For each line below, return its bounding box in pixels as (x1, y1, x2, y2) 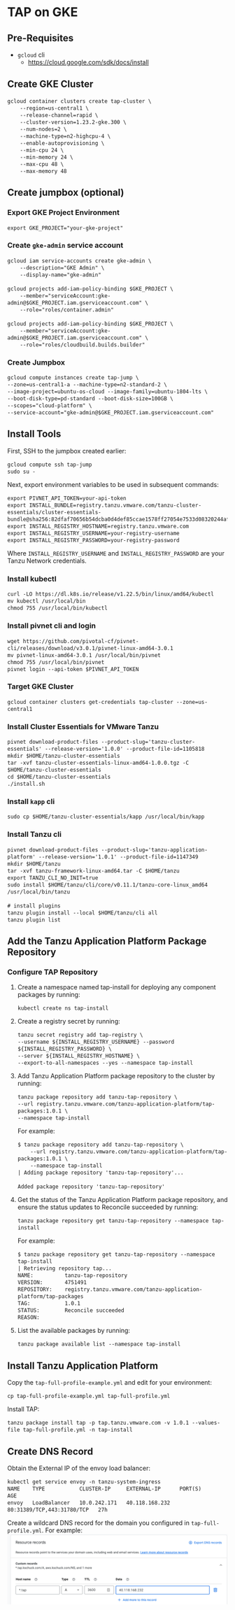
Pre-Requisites (7, 32, 74, 44)
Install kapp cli (7, 797, 55, 807)
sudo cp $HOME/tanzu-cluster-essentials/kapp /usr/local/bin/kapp (7, 813, 205, 821)
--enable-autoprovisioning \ (20, 139, 105, 147)
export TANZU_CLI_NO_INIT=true (7, 874, 99, 882)
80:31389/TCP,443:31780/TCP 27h (7, 1506, 108, 1513)
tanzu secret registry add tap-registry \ (17, 1031, 143, 1039)
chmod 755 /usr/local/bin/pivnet (7, 658, 105, 665)
